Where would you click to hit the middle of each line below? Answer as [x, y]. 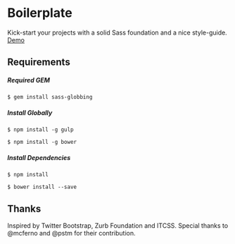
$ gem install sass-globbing [50, 97]
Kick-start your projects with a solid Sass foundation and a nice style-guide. [117, 32]
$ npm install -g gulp [40, 130]
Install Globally [30, 112]
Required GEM [29, 80]
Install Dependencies [39, 157]
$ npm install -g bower [42, 142]
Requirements [39, 62]
